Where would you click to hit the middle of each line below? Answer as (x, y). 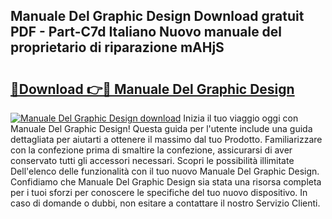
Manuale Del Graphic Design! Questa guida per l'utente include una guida (161, 128)
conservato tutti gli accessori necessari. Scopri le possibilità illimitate (152, 160)
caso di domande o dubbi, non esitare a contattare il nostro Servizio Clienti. (165, 203)
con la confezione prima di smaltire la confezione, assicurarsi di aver (151, 150)
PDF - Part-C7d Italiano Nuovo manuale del (146, 32)
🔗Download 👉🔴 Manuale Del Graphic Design (152, 89)
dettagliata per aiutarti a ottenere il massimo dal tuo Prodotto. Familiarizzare (166, 139)
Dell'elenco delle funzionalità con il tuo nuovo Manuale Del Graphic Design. (165, 171)
